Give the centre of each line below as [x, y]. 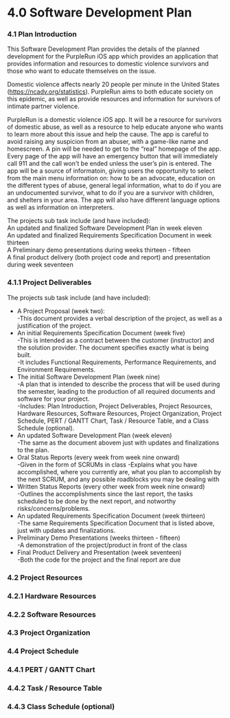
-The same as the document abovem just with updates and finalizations [118, 443]
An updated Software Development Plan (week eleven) [94, 435]
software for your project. [53, 399]
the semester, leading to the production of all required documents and [116, 391]
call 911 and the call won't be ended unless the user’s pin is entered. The [110, 164]
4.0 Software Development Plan [100, 13]
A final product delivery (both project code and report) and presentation [109, 257]
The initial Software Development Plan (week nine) [88, 377]
